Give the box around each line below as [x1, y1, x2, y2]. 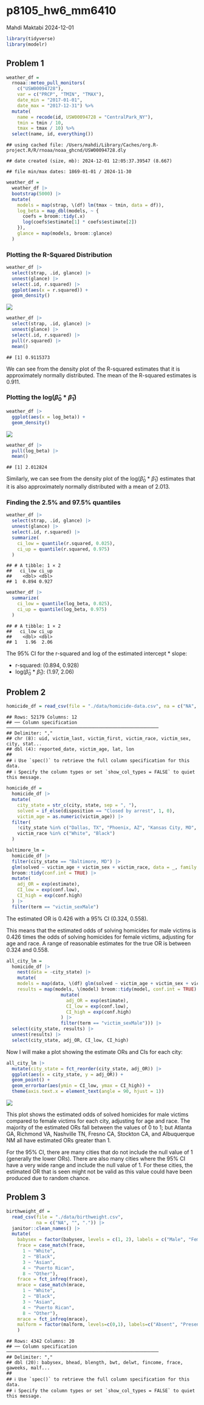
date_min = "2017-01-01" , [17, 97, 83, 103]
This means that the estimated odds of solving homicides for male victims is [6, 927, 197, 934]
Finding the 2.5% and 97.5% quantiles [6, 498, 121, 507]
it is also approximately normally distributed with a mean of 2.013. [6, 483, 171, 491]
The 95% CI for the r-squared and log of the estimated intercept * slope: [6, 650, 187, 657]
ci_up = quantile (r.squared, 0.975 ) [17, 546, 110, 552]
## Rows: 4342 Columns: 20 [6, 1339, 75, 1345]
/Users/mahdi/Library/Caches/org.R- [66, 142, 159, 148]
